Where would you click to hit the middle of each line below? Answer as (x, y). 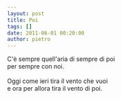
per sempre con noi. (36, 66)
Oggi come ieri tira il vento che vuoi (58, 81)
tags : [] (20, 26)
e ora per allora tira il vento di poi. (55, 89)
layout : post (26, 13)
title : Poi (23, 20)
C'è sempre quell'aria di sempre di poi (61, 59)
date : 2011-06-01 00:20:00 (46, 33)
